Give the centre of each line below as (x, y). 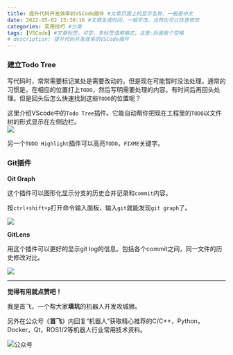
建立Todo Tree (32, 65)
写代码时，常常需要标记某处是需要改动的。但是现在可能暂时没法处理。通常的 (116, 81)
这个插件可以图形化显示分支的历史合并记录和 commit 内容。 (89, 193)
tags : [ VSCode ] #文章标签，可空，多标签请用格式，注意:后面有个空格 (96, 33)
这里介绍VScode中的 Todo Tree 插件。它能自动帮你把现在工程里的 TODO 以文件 (114, 113)
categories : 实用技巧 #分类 (44, 26)
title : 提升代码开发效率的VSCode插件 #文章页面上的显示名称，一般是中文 (100, 13)
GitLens (19, 234)
